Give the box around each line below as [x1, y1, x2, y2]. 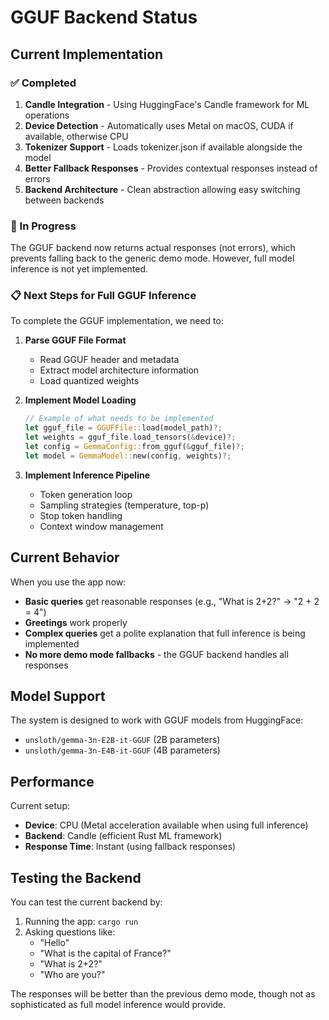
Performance [10, 773, 95, 790]
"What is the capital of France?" [39, 947, 172, 960]
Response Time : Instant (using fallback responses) [24, 841, 237, 853]
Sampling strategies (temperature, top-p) [39, 499, 210, 511]
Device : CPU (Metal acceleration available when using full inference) [24, 819, 309, 831]
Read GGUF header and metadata [39, 354, 180, 366]
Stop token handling [39, 509, 123, 521]
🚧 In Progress [10, 219, 77, 233]
